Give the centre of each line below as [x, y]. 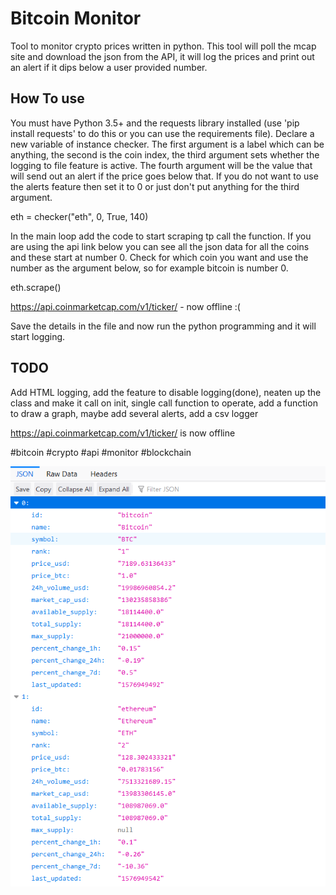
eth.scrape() [36, 287]
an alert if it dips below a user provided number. [109, 67]
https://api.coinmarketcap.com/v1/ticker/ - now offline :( [125, 306]
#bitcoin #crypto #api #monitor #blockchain [101, 452]
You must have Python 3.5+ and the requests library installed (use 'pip [155, 123]
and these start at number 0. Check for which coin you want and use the [159, 257]
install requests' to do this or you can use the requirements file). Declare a [162, 133]
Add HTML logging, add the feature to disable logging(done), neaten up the [166, 392]
